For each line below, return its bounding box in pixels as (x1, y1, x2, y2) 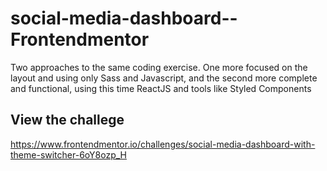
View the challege (10, 112, 125, 129)
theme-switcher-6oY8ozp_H (10, 148, 127, 161)
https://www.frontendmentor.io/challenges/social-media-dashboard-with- (10, 138, 316, 150)
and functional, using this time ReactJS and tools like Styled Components (10, 82, 312, 94)
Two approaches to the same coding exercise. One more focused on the (10, 61, 308, 73)
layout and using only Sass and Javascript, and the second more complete (10, 72, 318, 84)
